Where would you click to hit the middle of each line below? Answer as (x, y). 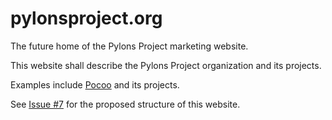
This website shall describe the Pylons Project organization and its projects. (166, 65)
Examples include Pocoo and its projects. (95, 84)
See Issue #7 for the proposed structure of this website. (125, 104)
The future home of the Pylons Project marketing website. (129, 46)
